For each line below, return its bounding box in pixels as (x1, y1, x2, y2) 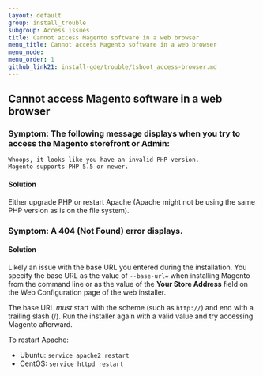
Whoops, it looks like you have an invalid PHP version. (8, 156, 200, 164)
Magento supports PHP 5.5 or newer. (8, 163, 129, 171)
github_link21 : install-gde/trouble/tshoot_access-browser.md (8, 63, 217, 71)
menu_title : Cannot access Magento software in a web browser (8, 41, 217, 49)
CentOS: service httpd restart (19, 359, 124, 368)
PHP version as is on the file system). (8, 205, 130, 215)
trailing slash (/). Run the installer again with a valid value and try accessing (8, 311, 254, 321)
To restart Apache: (8, 335, 70, 344)
